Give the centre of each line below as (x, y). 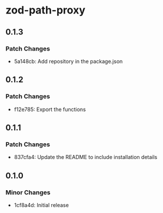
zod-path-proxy (46, 10)
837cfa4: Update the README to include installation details (86, 157)
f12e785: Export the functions (50, 109)
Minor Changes (28, 192)
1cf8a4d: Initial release (41, 205)
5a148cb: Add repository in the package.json (68, 61)
